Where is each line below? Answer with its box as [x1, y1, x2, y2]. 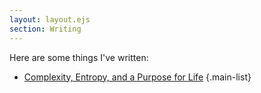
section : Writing [9, 24, 82, 34]
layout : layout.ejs [9, 14, 91, 25]
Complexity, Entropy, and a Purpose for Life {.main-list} [23, 71, 252, 83]
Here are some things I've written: [9, 51, 149, 63]
